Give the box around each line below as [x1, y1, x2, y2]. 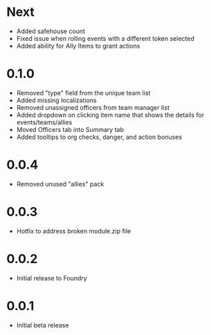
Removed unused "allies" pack [16, 180, 104, 188]
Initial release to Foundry [16, 274, 87, 282]
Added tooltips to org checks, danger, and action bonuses [16, 133, 183, 141]
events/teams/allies [16, 118, 73, 126]
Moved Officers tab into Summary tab [16, 125, 124, 133]
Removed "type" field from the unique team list [16, 88, 151, 97]
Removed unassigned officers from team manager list [16, 103, 170, 111]
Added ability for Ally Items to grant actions [16, 41, 140, 50]
